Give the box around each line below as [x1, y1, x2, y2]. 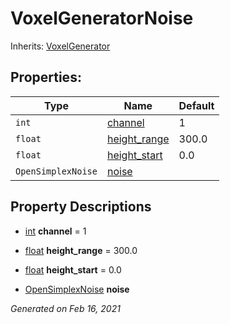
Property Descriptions [10, 198, 152, 216]
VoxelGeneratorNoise [10, 7, 194, 30]
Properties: [10, 69, 82, 86]
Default [178, 98, 215, 112]
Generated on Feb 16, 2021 [10, 302, 121, 314]
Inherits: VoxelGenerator [10, 40, 111, 52]
